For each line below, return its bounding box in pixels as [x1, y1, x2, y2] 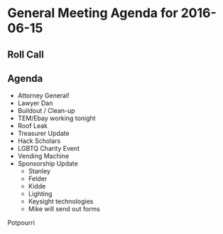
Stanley [28, 167, 51, 176]
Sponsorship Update [17, 159, 78, 168]
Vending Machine [17, 151, 70, 161]
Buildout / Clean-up [17, 107, 76, 115]
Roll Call [7, 48, 44, 60]
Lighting [28, 190, 53, 198]
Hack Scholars [17, 137, 61, 145]
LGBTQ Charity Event [17, 144, 80, 153]
